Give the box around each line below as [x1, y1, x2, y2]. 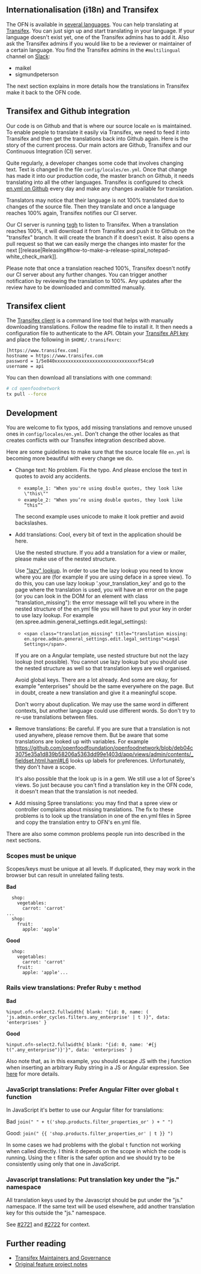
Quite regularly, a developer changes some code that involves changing [6, 159, 184, 166]
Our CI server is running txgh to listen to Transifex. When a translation [6, 221, 179, 228]
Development [6, 408, 58, 418]
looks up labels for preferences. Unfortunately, [70, 757, 185, 764]
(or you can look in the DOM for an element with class [14, 593, 148, 600]
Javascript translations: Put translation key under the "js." [6, 1175, 180, 1183]
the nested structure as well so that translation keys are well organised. [14, 665, 191, 672]
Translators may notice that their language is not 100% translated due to [6, 197, 185, 204]
